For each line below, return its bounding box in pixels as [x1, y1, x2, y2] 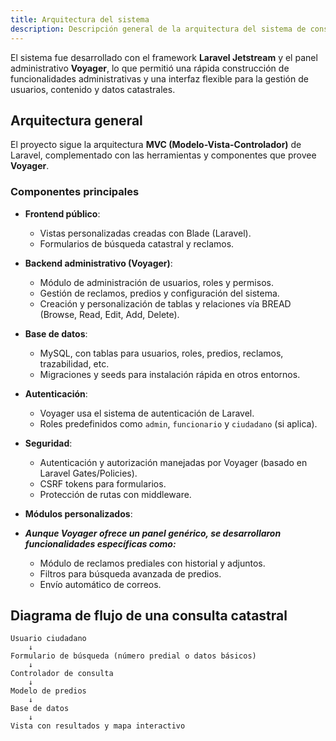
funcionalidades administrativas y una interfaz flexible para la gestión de [10, 72, 309, 85]
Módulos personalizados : [24, 507, 133, 520]
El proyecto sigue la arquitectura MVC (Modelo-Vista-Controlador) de [10, 139, 302, 151]
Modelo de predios [10, 686, 87, 696]
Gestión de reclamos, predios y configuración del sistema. [39, 287, 280, 299]
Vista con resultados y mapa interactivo [10, 721, 186, 731]
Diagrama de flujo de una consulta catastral [10, 607, 288, 624]
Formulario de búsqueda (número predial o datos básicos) [10, 651, 257, 661]
